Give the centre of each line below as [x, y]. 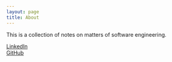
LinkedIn [17, 46]
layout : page [23, 12]
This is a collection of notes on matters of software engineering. [87, 34]
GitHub [15, 52]
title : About [23, 17]
